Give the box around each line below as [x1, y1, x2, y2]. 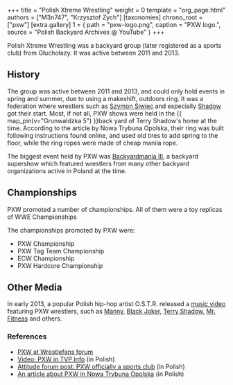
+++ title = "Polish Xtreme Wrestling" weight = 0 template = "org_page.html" [7, 6, 226, 14]
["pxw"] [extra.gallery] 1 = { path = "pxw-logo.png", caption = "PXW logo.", [7, 21, 221, 28]
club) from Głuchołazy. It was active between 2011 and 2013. [7, 48, 180, 57]
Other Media [7, 282, 62, 294]
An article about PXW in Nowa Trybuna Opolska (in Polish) [17, 370, 184, 378]
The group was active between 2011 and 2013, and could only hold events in [7, 87, 225, 96]
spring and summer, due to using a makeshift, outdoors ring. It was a [7, 94, 203, 102]
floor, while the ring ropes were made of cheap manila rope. [7, 138, 178, 147]
